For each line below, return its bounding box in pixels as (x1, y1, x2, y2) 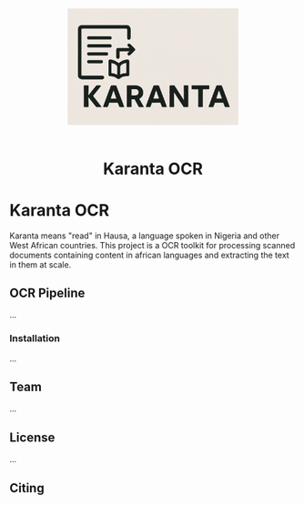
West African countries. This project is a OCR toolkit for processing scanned (9, 239, 296, 250)
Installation (9, 332, 61, 345)
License (9, 429, 56, 445)
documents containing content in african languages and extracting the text (9, 249, 289, 260)
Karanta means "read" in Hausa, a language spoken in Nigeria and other (9, 230, 280, 241)
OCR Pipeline (9, 285, 86, 300)
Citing (9, 480, 45, 496)
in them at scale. (9, 258, 72, 270)
